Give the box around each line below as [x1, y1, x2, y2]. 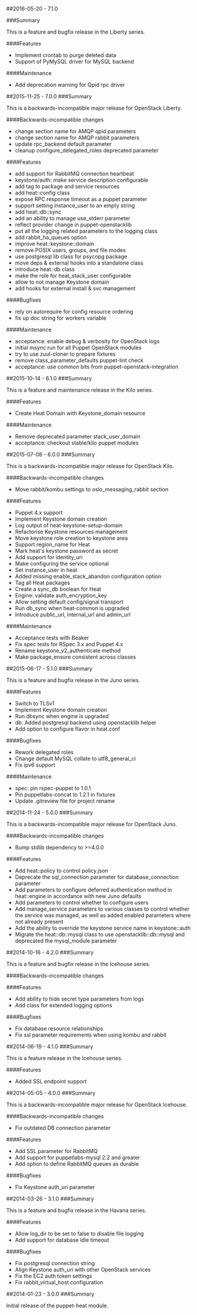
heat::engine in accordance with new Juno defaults [14, 893, 142, 899]
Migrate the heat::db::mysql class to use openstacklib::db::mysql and [14, 931, 185, 938]
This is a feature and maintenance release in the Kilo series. [6, 386, 154, 394]
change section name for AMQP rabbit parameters [14, 134, 140, 141]
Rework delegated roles [14, 749, 74, 755]
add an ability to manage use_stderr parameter [14, 215, 131, 221]
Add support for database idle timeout [14, 1236, 110, 1244]
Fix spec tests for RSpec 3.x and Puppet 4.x [14, 641, 123, 647]
